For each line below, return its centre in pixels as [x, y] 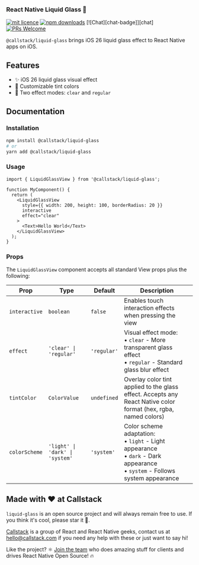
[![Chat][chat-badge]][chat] [120, 23]
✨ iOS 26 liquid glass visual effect [56, 80]
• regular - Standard [153, 362]
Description [157, 291]
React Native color [150, 402]
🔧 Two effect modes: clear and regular [63, 93]
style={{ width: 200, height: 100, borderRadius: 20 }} [92, 205]
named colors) [144, 417]
